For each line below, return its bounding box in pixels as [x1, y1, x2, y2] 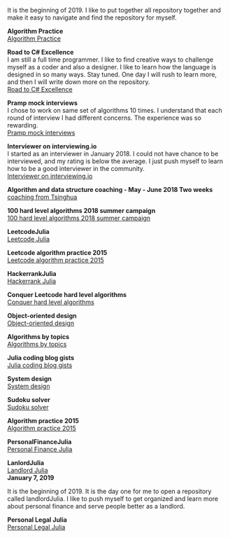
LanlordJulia [7, 459, 44, 467]
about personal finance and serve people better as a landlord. [7, 502, 185, 510]
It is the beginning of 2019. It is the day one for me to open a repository [7, 487, 212, 495]
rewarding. [7, 121, 38, 129]
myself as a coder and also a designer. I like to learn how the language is [7, 63, 217, 71]
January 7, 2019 [7, 474, 55, 482]
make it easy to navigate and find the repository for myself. [7, 13, 177, 22]
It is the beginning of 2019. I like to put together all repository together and [7, 6, 222, 14]
